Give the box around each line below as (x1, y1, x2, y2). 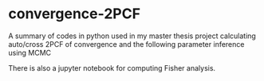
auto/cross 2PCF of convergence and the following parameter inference (8, 39, 245, 48)
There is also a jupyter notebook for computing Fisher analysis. (8, 63, 216, 72)
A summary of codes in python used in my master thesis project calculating (8, 31, 257, 40)
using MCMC (8, 48, 52, 57)
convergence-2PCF (8, 5, 141, 23)
